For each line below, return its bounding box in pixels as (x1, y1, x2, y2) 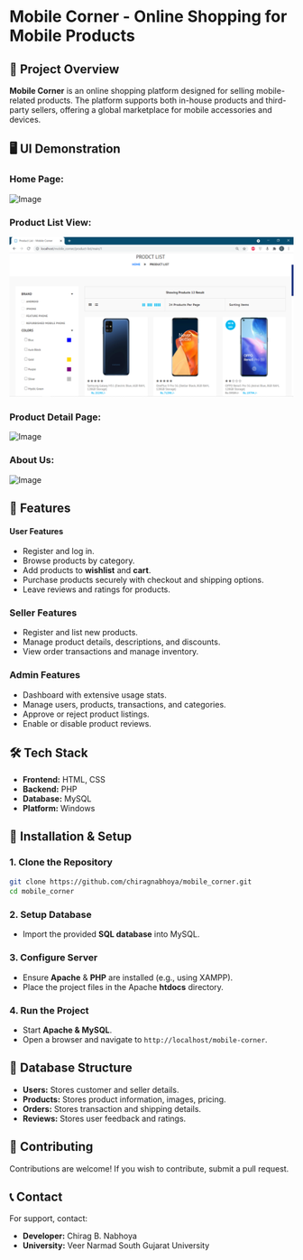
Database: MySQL (22, 792, 92, 804)
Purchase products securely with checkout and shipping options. (22, 575, 264, 586)
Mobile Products (9, 25, 135, 46)
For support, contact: (9, 1213, 88, 1224)
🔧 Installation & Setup (9, 829, 133, 844)
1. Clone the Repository (9, 856, 113, 868)
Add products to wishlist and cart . (22, 565, 151, 576)
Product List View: (9, 216, 92, 228)
